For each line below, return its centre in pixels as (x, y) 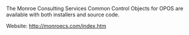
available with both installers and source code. (63, 15)
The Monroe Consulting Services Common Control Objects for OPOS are (95, 8)
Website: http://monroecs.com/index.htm (56, 26)
